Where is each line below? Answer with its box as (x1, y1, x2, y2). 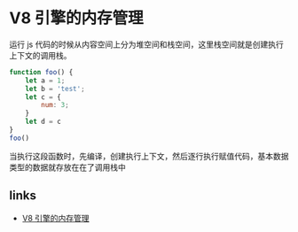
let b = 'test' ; (25, 84, 86, 93)
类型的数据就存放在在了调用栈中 (9, 161, 126, 173)
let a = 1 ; (25, 76, 66, 85)
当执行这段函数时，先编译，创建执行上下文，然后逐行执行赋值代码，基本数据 (9, 151, 289, 161)
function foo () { (9, 67, 74, 76)
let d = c (25, 117, 62, 127)
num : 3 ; (41, 101, 69, 110)
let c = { (25, 92, 62, 102)
